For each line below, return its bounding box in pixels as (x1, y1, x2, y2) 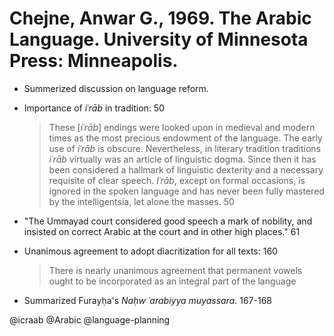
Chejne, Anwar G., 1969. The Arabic (9, 7, 312, 30)
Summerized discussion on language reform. (23, 82, 209, 94)
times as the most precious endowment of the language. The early (48, 132, 323, 144)
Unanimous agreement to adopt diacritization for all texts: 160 (23, 245, 278, 257)
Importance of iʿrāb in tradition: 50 (23, 102, 165, 114)
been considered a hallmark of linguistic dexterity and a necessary (48, 163, 324, 176)
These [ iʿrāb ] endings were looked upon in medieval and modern (48, 121, 316, 133)
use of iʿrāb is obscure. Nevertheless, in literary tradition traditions (48, 142, 322, 154)
